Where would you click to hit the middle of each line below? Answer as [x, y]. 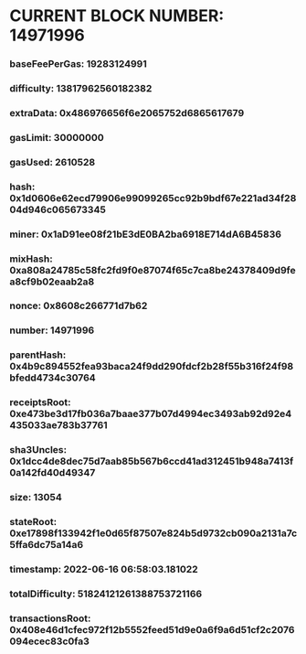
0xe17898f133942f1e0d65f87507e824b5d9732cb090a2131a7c [153, 533]
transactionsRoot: [50, 618]
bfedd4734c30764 [53, 378]
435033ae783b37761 [58, 425]
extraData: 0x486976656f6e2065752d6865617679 [127, 113]
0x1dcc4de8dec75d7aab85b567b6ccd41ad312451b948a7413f [152, 461]
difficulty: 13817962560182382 [81, 89]
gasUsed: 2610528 [53, 162]
